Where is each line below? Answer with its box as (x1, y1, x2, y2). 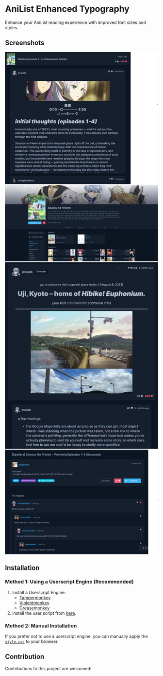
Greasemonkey (19, 605, 50, 611)
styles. (5, 24, 18, 30)
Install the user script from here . (12, 610, 77, 616)
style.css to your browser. (5, 639, 59, 644)
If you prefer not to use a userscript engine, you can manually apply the (5, 633, 148, 639)
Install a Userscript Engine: (12, 589, 66, 595)
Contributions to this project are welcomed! (5, 665, 92, 671)
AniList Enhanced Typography (5, 3, 130, 15)
